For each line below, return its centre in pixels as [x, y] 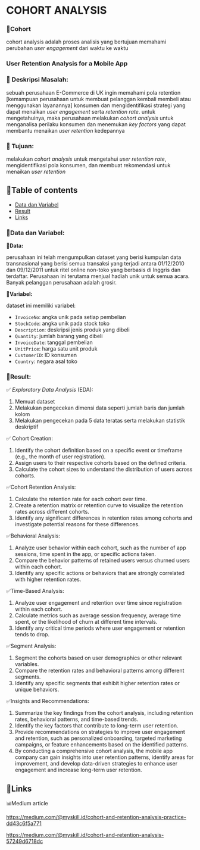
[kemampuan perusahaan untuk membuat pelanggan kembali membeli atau [99, 99]
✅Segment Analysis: [31, 646]
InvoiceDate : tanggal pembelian [54, 342]
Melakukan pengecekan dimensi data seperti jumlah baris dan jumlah [100, 408]
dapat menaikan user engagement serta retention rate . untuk [81, 111]
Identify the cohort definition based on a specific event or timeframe [99, 451]
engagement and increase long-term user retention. [78, 770]
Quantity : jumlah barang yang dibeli [59, 336]
